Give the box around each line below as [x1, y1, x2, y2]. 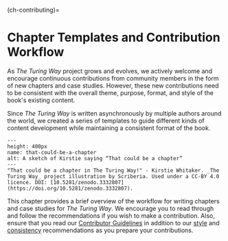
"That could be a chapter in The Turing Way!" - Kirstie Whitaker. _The [7, 167, 220, 174]
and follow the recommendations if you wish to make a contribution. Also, [7, 212, 215, 220]
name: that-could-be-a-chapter [7, 149, 97, 156]
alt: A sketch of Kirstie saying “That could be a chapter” [7, 155, 183, 162]
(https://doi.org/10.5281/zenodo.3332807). [7, 185, 134, 192]
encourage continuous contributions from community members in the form [7, 74, 219, 82]
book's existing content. [7, 96, 76, 104]
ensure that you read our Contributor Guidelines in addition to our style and [7, 218, 220, 227]
